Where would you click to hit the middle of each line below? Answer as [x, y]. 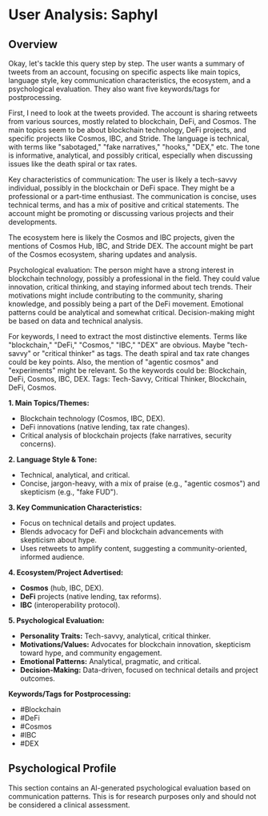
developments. [33, 222]
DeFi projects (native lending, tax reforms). [90, 596]
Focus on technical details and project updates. [98, 523]
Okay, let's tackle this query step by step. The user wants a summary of [127, 63]
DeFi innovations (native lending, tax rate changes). [105, 427]
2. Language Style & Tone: [53, 459]
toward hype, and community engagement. [91, 653]
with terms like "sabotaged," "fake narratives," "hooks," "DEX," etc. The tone [134, 147]
